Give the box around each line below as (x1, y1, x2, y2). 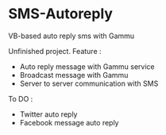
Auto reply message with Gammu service (19, 61, 155, 71)
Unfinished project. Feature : (8, 46, 102, 56)
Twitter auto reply (19, 109, 78, 119)
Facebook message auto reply (19, 118, 119, 127)
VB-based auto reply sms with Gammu (8, 31, 135, 40)
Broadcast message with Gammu (19, 70, 129, 79)
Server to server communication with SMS (19, 79, 159, 88)
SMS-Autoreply (8, 5, 114, 23)
